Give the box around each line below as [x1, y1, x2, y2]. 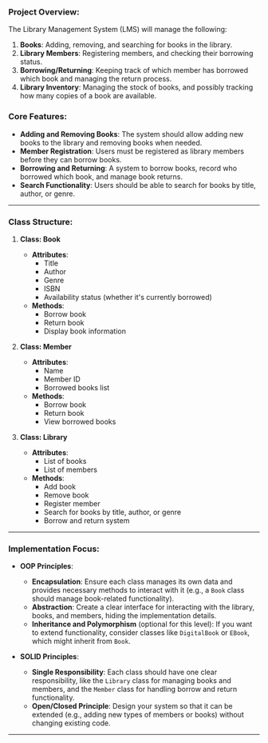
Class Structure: [8, 216, 73, 227]
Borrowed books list [43, 382, 110, 392]
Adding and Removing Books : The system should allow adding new [19, 129, 244, 138]
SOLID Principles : [19, 652, 80, 661]
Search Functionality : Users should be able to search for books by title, [19, 180, 257, 190]
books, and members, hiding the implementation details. [31, 611, 217, 621]
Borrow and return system [43, 515, 130, 525]
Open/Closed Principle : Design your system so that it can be [31, 701, 233, 711]
